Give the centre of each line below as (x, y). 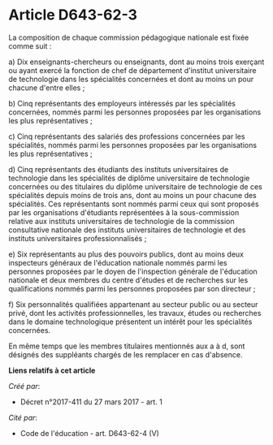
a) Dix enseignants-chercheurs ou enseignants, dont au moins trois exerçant (136, 62)
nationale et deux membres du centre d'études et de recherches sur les (128, 280)
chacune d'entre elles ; (47, 88)
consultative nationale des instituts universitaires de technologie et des (127, 230)
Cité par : (23, 417)
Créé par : (24, 386)
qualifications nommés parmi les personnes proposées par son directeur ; (132, 288)
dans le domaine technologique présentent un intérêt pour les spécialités (130, 322)
